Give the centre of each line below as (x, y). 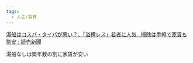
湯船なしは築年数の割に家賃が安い (47, 54)
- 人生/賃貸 (24, 17)
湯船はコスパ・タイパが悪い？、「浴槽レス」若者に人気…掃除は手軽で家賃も (96, 34)
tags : (13, 11)
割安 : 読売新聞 (24, 41)
